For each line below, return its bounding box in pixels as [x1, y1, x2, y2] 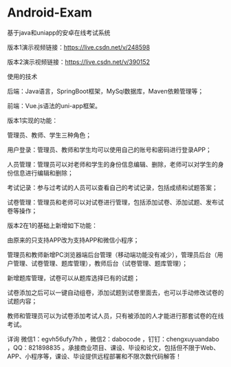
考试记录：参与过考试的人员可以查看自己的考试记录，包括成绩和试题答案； [7, 183, 218, 191]
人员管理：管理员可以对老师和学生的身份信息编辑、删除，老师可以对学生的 [7, 160, 218, 168]
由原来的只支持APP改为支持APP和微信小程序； [7, 235, 140, 244]
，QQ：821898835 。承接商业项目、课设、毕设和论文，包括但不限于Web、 [7, 343, 220, 352]
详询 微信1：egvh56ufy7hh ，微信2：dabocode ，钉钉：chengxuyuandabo [7, 335, 220, 343]
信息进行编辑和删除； [12, 169, 74, 177]
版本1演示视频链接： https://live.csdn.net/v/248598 [7, 43, 150, 51]
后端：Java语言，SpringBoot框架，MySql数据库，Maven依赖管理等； [7, 87, 204, 95]
